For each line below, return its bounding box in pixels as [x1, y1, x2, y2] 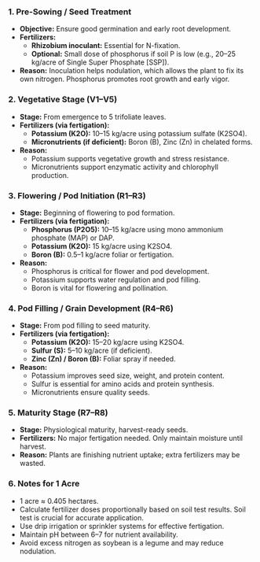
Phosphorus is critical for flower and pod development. [31, 266, 210, 275]
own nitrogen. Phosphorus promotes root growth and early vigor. [19, 74, 230, 84]
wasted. [19, 459, 46, 468]
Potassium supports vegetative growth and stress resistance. [31, 153, 230, 163]
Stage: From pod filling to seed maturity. [19, 321, 151, 331]
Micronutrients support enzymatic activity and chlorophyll [31, 162, 218, 172]
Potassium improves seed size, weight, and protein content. [31, 371, 225, 380]
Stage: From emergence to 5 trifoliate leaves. [19, 112, 167, 121]
